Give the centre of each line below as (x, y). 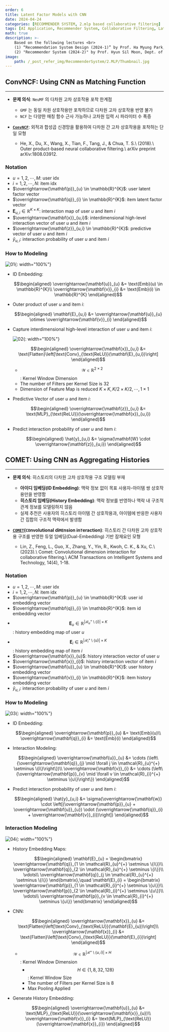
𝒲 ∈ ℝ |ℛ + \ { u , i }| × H (92, 953)
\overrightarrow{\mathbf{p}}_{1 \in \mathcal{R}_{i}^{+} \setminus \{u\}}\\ (88, 885)
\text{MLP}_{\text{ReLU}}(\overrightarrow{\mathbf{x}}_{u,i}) (88, 414)
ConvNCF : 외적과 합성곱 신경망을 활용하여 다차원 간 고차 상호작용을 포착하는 (85, 127)
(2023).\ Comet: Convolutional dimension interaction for (78, 552)
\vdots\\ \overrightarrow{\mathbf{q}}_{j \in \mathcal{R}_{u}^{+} (88, 874)
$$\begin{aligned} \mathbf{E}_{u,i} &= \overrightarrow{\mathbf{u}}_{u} (88, 314)
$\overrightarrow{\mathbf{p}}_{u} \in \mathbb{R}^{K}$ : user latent (81, 189)
